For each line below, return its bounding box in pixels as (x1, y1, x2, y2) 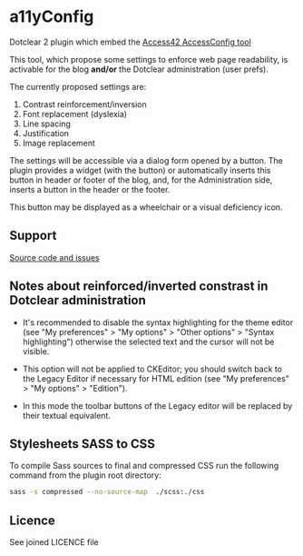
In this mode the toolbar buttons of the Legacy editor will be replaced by (22, 400, 293, 411)
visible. (22, 345, 50, 356)
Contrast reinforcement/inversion (22, 98, 147, 110)
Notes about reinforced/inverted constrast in (9, 279, 269, 294)
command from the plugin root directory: (9, 470, 161, 481)
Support (9, 228, 57, 243)
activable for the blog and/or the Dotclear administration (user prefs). (9, 64, 269, 74)
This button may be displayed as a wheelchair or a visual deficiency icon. (9, 202, 283, 213)
